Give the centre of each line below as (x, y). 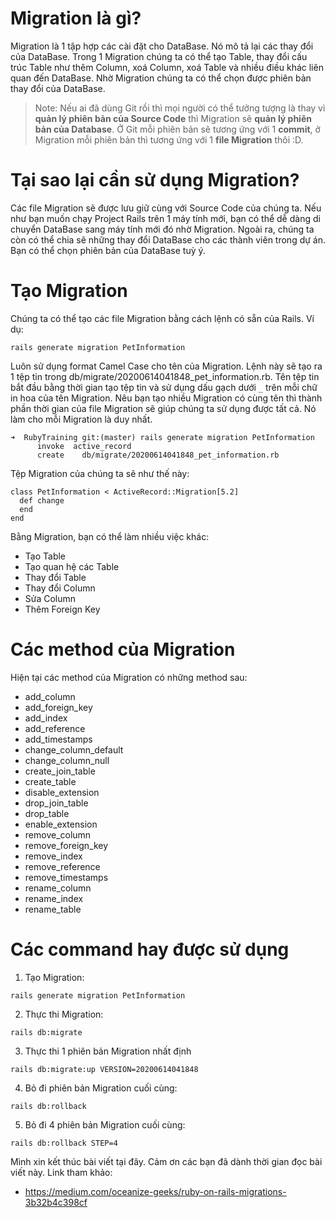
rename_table (53, 909)
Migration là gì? (76, 18)
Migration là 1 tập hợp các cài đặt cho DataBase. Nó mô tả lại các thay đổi (162, 46)
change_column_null (67, 760)
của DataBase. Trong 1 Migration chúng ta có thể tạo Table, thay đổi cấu (159, 56)
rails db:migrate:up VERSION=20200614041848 (104, 1069)
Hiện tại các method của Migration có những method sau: (129, 677)
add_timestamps (58, 739)
